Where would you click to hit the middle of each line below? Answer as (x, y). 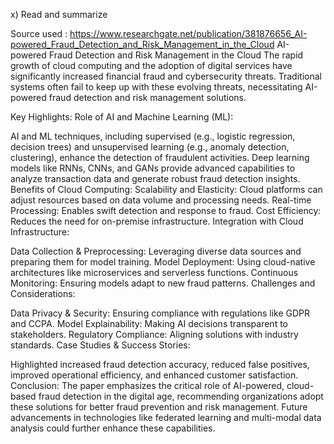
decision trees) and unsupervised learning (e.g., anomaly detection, (150, 147)
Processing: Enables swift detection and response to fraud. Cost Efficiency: (166, 210)
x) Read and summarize (59, 14)
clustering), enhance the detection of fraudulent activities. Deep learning (160, 157)
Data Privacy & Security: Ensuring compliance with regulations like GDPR (160, 313)
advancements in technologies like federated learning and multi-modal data (166, 417)
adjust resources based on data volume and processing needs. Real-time (161, 200)
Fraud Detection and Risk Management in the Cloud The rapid (176, 55)
